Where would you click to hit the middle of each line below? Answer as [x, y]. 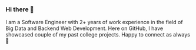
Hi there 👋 [20, 9]
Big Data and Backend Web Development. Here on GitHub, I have [84, 28]
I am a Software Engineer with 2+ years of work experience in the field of [94, 22]
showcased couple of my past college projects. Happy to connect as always [98, 35]
